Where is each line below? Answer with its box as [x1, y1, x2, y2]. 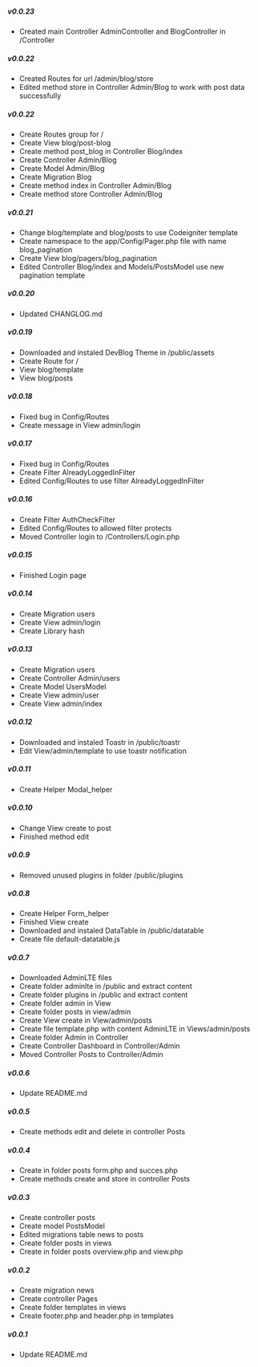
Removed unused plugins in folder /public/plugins [18, 870, 183, 880]
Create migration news [18, 1285, 95, 1296]
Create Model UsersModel [18, 681, 107, 691]
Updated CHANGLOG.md [18, 309, 103, 319]
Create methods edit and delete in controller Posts [18, 1127, 186, 1137]
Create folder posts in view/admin [18, 1007, 131, 1017]
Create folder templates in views [18, 1303, 127, 1312]
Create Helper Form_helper [18, 909, 110, 918]
